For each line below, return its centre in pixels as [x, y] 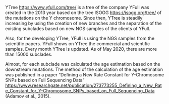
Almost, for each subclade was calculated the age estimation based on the [83, 64]
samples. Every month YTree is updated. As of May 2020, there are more [81, 49]
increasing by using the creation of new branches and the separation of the [83, 23]
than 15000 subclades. [29, 54]
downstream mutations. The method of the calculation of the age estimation [84, 69]
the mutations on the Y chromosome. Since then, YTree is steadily [74, 18]
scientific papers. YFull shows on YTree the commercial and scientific [78, 44]
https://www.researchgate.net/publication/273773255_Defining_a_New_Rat [84, 85]
